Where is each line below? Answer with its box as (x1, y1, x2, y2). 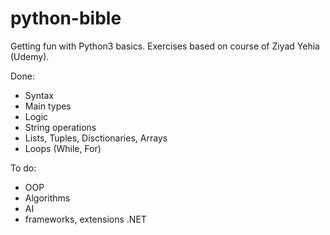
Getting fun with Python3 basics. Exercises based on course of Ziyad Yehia (10, 40, 320, 52)
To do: (10, 162, 37, 174)
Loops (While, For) (24, 142, 102, 154)
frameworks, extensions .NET (24, 213, 147, 225)
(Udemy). (10, 50, 50, 62)
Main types (24, 100, 72, 112)
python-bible (10, 7, 122, 30)
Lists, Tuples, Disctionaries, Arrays (24, 132, 168, 144)
